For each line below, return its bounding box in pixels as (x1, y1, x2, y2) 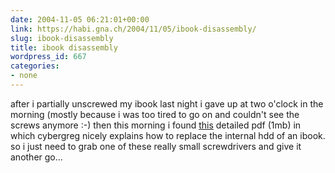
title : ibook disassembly (10, 42, 118, 53)
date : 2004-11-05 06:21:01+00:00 (10, 14, 150, 25)
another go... (10, 151, 63, 163)
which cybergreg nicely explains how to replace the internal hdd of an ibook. (10, 129, 326, 141)
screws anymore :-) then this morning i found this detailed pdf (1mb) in (10, 119, 302, 131)
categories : (10, 61, 60, 71)
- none (10, 71, 38, 81)
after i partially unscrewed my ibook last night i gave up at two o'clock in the (10, 97, 324, 110)
